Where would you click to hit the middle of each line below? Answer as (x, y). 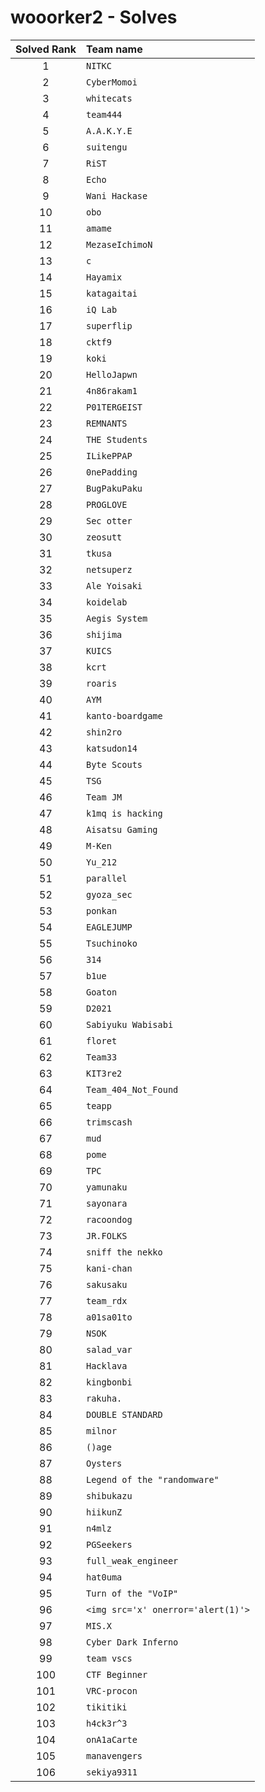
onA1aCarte (111, 1739)
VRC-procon (111, 1690)
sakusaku (106, 1284)
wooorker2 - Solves (94, 17)
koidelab (106, 602)
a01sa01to (109, 1317)
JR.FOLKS (106, 1235)
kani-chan (109, 1268)
